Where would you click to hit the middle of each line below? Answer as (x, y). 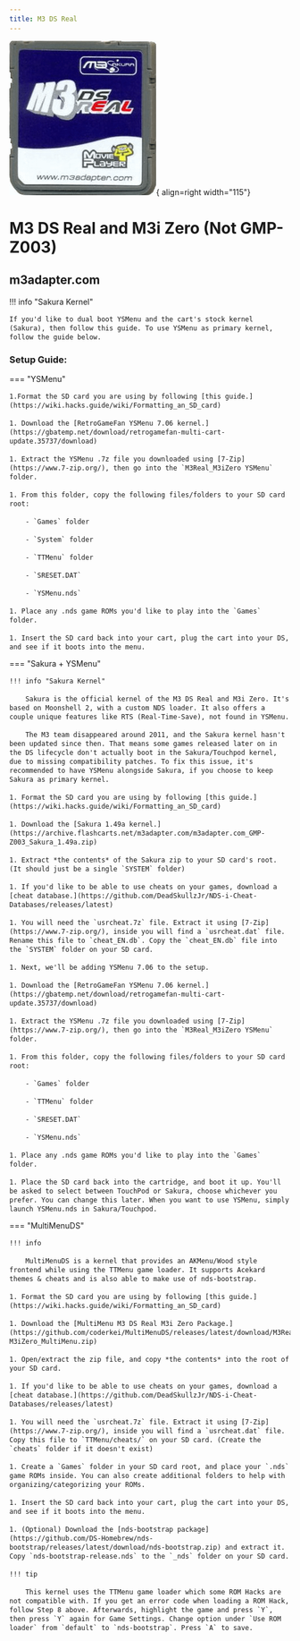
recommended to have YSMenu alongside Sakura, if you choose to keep (142, 770)
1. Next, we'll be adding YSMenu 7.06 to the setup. (109, 967)
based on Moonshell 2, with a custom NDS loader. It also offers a (137, 708)
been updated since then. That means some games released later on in (143, 744)
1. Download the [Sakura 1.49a (67, 824)
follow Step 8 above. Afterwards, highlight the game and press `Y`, (142, 1610)
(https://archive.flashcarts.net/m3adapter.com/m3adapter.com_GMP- (137, 833)
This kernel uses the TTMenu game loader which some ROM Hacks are (153, 1592)
